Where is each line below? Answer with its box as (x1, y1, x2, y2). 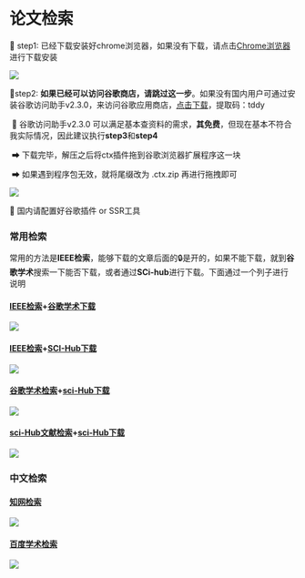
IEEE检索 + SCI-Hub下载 (9, 343, 97, 354)
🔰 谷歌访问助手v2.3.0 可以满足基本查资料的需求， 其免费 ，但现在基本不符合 (11, 118, 292, 129)
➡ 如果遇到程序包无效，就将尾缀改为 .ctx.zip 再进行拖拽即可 (11, 168, 238, 179)
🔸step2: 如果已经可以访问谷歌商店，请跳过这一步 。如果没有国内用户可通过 (9, 87, 289, 98)
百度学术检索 (9, 538, 57, 549)
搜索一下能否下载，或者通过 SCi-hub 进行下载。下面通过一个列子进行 (33, 267, 290, 278)
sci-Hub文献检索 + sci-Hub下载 (9, 427, 126, 438)
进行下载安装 (9, 51, 57, 62)
